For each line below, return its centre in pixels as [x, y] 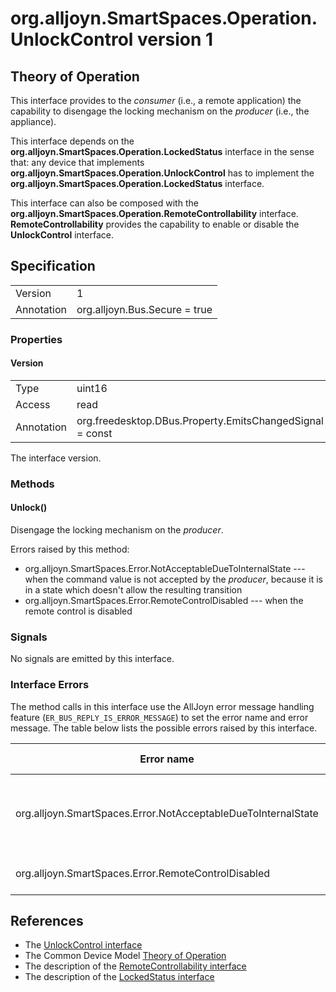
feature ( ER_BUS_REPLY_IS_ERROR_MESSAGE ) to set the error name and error [159, 717]
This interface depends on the [72, 141]
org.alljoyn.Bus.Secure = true [144, 309]
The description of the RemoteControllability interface [135, 966]
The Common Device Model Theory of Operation [125, 956]
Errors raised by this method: [70, 549]
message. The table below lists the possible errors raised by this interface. [164, 728]
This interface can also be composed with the [104, 203]
